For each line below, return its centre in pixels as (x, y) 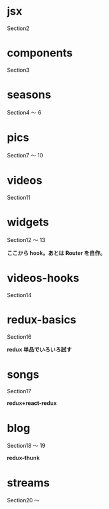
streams (28, 483)
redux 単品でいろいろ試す (39, 349)
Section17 (19, 391)
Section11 (19, 197)
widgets (28, 222)
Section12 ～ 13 (26, 239)
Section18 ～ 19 (26, 446)
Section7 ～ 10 (25, 155)
